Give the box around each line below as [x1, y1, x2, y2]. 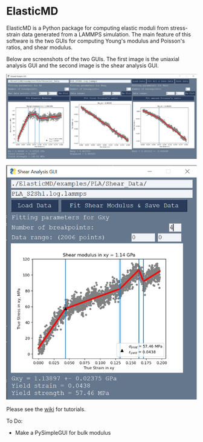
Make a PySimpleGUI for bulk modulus [14, 429, 111, 436]
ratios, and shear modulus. [6, 44, 73, 51]
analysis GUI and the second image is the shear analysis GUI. [6, 62, 159, 69]
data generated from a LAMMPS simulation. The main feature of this [21, 30, 192, 38]
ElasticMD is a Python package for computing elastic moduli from [6, 24, 169, 32]
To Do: [6, 417, 23, 424]
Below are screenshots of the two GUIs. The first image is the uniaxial [6, 55, 180, 62]
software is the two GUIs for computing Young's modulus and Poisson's [6, 37, 185, 44]
